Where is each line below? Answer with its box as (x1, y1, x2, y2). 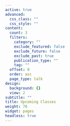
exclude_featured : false (14, 44, 65, 49)
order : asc (9, 72, 32, 77)
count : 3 (9, 30, 28, 35)
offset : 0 (9, 67, 30, 72)
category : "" (14, 40, 41, 45)
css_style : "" (9, 21, 38, 26)
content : (5, 26, 23, 31)
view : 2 (9, 90, 26, 95)
